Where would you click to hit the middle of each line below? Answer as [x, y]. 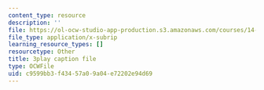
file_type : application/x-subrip [63, 37]
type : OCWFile [31, 67]
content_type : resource [47, 15]
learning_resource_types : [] [56, 45]
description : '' [35, 23]
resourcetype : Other [42, 52]
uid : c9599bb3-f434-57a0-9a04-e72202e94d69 [81, 74]
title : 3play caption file [52, 59]
